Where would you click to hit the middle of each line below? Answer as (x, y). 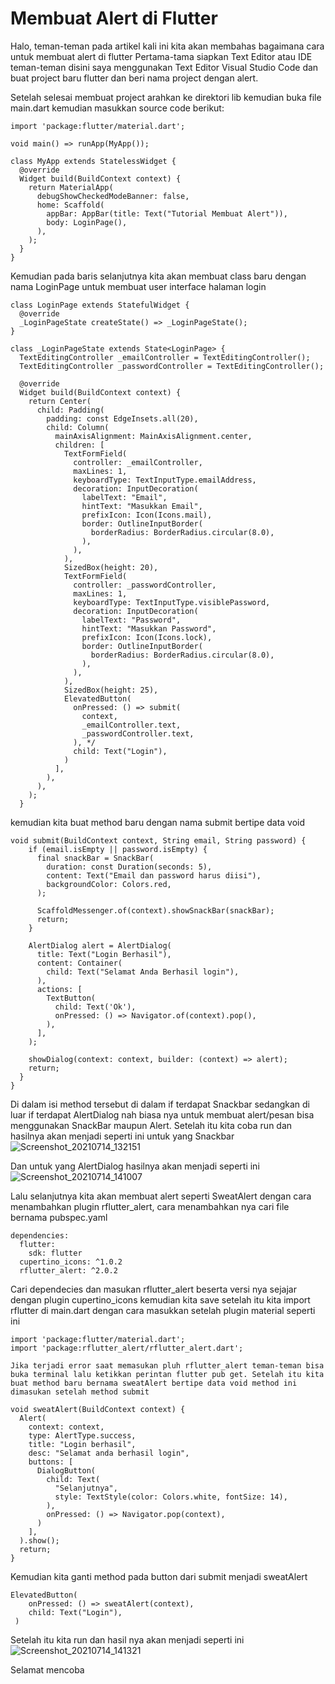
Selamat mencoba (47, 1669)
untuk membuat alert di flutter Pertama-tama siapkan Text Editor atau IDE (161, 56)
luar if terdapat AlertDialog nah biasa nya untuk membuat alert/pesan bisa (162, 1114)
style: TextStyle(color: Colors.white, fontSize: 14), (171, 1497)
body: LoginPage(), (87, 222)
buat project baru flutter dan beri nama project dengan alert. (134, 78)
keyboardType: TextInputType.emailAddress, (165, 480)
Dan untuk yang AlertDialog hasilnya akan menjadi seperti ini (135, 1166)
